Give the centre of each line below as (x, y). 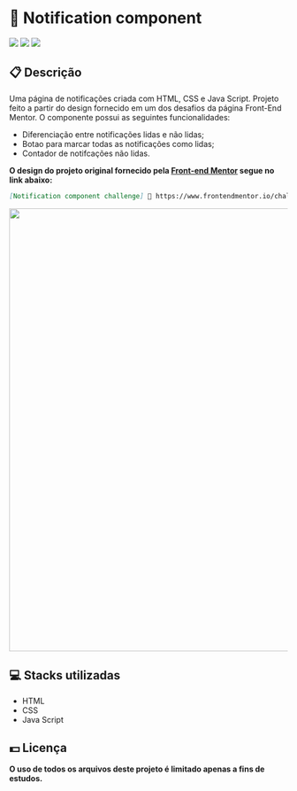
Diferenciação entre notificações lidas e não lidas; (113, 134)
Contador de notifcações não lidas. (86, 153)
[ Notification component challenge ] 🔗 (80, 196)
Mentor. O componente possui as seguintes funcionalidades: (120, 117)
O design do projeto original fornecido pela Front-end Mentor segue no (142, 170)
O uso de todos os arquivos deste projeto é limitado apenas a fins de (137, 769)
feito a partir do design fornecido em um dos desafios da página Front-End (145, 108)
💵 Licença (38, 748)
